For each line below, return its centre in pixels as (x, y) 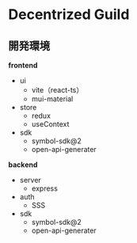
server (30, 180)
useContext (50, 124)
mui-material (52, 99)
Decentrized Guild (69, 15)
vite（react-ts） (57, 90)
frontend (23, 65)
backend (23, 165)
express (44, 188)
